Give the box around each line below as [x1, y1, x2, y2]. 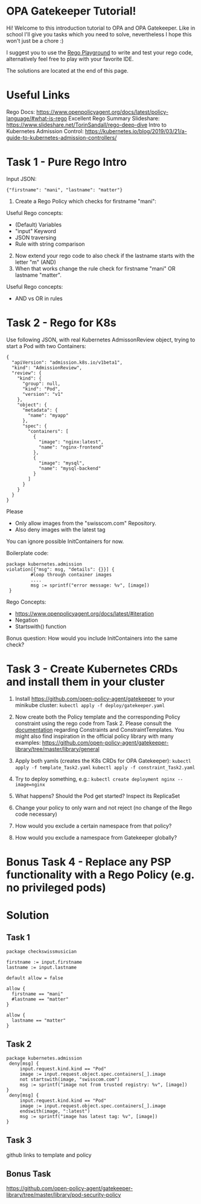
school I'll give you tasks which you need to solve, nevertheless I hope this [6, 30, 192, 38]
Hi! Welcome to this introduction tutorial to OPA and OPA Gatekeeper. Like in [6, 24, 196, 31]
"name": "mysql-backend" [38, 465, 101, 472]
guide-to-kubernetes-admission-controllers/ [6, 134, 117, 141]
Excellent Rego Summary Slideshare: [68, 114, 160, 122]
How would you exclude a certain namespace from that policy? [14, 822, 172, 829]
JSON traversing [14, 234, 57, 241]
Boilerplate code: [6, 549, 49, 556]
